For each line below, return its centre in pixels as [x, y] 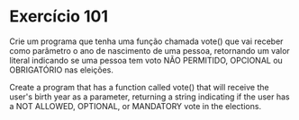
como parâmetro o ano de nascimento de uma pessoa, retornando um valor [149, 50]
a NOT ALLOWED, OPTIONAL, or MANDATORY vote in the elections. [136, 106]
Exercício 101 [59, 17]
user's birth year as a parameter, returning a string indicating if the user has [149, 97]
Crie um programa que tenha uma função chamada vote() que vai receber [146, 41]
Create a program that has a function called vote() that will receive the [139, 87]
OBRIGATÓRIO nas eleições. [62, 70]
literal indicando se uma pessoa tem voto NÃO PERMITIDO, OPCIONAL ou [146, 60]
